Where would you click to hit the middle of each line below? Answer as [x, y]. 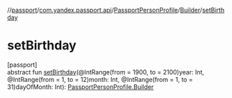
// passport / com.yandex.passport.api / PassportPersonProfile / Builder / [105, 10]
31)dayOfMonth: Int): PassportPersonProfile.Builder [81, 87]
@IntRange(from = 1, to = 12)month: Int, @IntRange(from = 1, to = [100, 79]
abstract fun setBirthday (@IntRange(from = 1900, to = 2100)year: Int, [106, 72]
